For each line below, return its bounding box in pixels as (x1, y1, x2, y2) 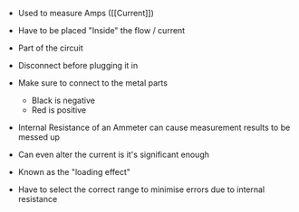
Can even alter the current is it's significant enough (17, 149, 210, 160)
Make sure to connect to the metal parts (17, 78, 168, 88)
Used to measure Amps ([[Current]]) (17, 8, 154, 18)
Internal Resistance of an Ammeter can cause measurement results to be (17, 122, 291, 133)
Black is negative (31, 95, 95, 106)
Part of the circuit (17, 42, 83, 53)
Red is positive (31, 105, 87, 115)
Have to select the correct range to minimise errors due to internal (17, 184, 265, 195)
